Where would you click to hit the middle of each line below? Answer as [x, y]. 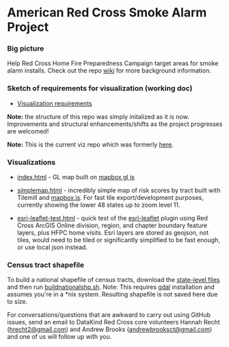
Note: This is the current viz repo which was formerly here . [91, 144]
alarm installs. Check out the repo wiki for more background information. [109, 70]
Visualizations [31, 162]
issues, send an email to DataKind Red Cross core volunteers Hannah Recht [113, 322]
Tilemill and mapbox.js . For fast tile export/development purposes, [110, 198]
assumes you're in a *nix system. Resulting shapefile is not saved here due [112, 294]
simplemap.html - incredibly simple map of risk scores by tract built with [119, 190]
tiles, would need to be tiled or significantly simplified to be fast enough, [119, 240]
